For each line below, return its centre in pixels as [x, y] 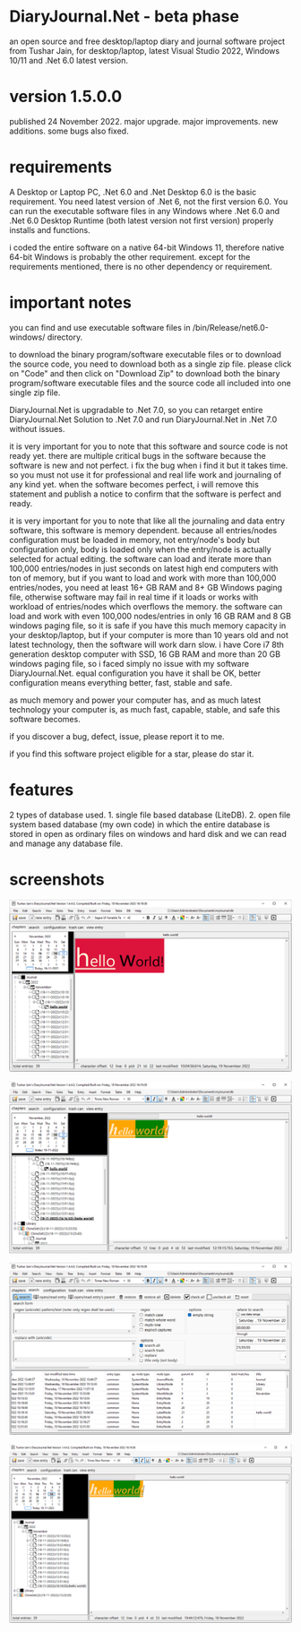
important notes [70, 303]
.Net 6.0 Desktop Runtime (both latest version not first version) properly [142, 220]
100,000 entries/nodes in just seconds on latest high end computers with [144, 568]
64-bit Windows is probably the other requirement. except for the [130, 256]
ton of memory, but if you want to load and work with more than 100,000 [143, 578]
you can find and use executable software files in [100, 327]
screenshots [57, 879]
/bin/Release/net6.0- [230, 327]
